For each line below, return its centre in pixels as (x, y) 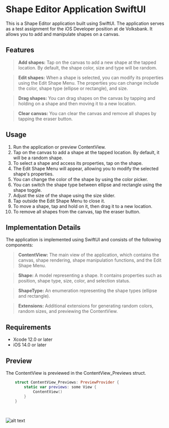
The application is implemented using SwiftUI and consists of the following (83, 240)
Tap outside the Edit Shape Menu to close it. (59, 201)
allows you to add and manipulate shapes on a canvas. (63, 34)
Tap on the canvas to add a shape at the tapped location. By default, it (86, 152)
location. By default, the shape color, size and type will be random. (88, 67)
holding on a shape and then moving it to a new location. (77, 103)
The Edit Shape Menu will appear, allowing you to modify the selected (86, 168)
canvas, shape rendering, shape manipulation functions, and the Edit (90, 260)
